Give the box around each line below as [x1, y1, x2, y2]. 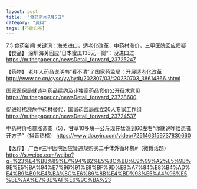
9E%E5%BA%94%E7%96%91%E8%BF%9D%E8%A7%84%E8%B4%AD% [6, 164, 191, 171]
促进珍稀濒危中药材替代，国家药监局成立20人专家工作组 [6, 106, 142, 113]
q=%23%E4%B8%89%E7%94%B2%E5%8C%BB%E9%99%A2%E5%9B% [6, 158, 191, 165]
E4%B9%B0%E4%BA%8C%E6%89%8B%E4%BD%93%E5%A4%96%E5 [6, 170, 188, 177]
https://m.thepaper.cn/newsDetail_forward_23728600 [6, 94, 137, 101]
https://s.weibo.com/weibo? [6, 151, 74, 158]
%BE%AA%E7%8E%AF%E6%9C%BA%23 [6, 177, 111, 184]
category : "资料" [6, 19, 47, 25]
